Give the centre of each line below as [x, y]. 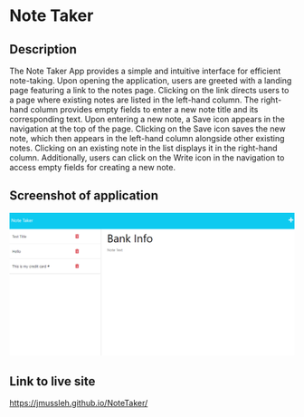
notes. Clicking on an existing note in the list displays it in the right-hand [143, 148]
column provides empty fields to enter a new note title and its [144, 109]
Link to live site [52, 381]
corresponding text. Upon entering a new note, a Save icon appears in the [147, 119]
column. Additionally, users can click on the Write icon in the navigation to [147, 158]
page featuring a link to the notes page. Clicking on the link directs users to [149, 90]
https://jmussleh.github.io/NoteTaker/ [79, 403]
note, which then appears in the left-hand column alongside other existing [147, 138]
